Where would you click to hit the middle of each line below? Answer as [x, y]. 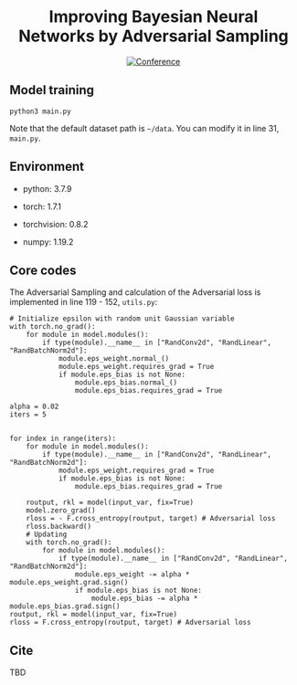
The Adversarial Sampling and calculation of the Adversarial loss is [135, 292]
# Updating [47, 535]
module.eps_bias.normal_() [126, 383]
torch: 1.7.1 [42, 206]
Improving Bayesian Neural [154, 17]
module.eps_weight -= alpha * [132, 574]
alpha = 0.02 [34, 407]
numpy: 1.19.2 [48, 242]
